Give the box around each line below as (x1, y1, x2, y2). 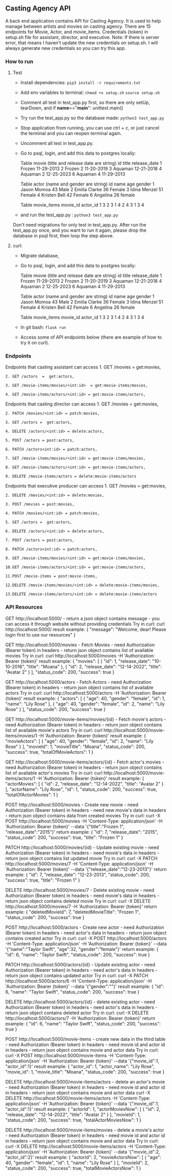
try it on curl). (20, 340, 50, 346)
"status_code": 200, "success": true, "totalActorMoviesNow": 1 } (5, 1117, 142, 1123)
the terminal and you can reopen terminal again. (20, 130, 122, 137)
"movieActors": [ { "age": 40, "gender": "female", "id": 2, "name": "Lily (5, 738, 154, 744)
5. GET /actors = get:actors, (5, 520, 72, 525)
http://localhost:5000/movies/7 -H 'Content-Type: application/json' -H (5, 861, 154, 867)
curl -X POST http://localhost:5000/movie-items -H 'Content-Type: (5, 1052, 146, 1058)
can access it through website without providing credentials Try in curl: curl (5, 621, 165, 627)
